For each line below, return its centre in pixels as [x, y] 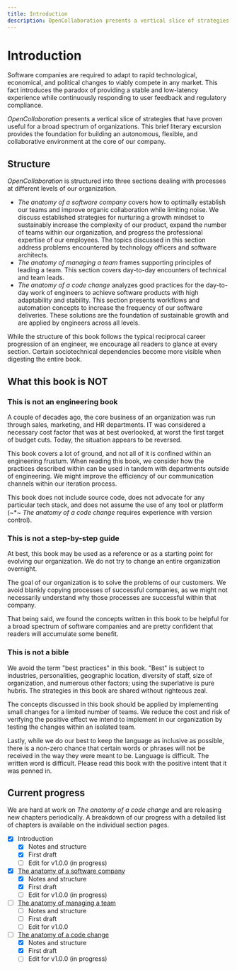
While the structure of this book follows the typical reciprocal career [106, 337]
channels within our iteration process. [62, 484]
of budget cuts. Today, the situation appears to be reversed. [95, 440]
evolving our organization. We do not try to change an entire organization [114, 562]
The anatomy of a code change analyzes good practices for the [111, 285]
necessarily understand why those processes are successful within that [112, 598]
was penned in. [30, 771]
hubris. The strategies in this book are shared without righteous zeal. [108, 690]
